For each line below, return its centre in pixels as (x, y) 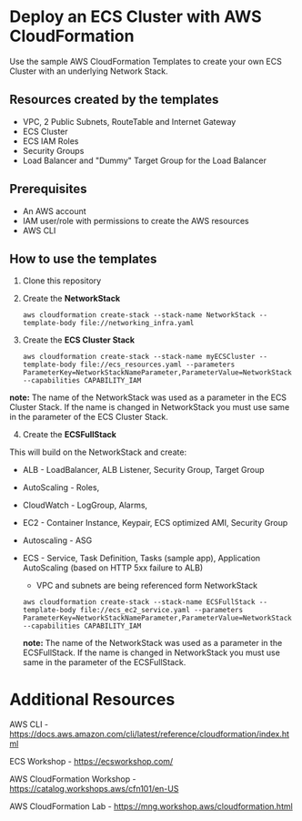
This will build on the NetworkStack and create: (98, 452)
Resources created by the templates (114, 100)
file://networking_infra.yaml (137, 323)
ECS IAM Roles (50, 141)
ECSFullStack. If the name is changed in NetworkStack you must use (151, 652)
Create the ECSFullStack (69, 435)
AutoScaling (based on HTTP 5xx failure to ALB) (112, 568)
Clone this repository (62, 281)
